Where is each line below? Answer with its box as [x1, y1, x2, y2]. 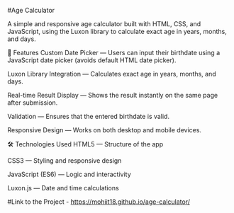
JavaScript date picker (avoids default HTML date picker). [7, 56, 177, 64]
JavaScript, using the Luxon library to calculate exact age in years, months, [7, 28, 227, 35]
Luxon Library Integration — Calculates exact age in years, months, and [7, 70, 216, 78]
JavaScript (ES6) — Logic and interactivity [7, 170, 131, 178]
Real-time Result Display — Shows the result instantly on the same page [7, 91, 218, 99]
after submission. [7, 98, 58, 107]
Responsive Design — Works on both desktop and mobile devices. [7, 126, 202, 134]
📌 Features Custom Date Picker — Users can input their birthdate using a [7, 49, 221, 57]
